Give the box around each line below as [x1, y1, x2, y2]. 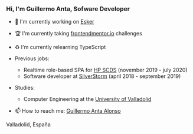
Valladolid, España [6, 121, 51, 128]
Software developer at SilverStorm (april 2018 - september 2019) [23, 73, 181, 80]
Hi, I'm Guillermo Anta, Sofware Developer [6, 5, 130, 13]
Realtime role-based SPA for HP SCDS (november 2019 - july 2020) [23, 67, 188, 74]
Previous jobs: [14, 55, 50, 62]
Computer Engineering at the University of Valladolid [23, 96, 152, 103]
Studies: [14, 84, 35, 91]
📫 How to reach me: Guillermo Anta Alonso [14, 107, 121, 115]
